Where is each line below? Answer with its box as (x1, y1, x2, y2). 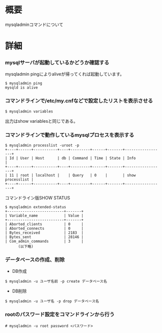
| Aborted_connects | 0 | (5, 226, 84, 231)
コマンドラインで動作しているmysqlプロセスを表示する (5, 132, 135, 138)
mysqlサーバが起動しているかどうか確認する (5, 59, 109, 66)
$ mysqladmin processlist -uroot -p (5, 143, 79, 148)
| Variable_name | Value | (5, 213, 84, 218)
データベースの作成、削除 (5, 256, 65, 263)
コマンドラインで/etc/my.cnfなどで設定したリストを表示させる (5, 97, 153, 104)
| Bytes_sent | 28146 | (5, 235, 84, 240)
